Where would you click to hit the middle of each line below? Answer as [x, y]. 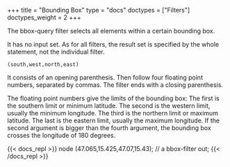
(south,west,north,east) [43, 65]
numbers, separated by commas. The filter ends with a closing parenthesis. [115, 85]
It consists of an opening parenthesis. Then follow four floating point [105, 77]
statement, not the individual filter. [56, 52]
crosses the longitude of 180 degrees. [61, 135]
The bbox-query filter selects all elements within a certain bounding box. [111, 31]
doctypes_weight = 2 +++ [44, 17]
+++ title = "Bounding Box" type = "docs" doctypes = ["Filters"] [99, 10]
